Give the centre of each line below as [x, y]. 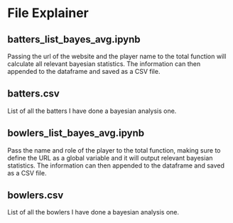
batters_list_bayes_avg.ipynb [74, 39]
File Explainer [48, 13]
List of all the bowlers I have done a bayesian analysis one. [93, 212]
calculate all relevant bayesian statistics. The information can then [104, 64]
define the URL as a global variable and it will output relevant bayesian [110, 158]
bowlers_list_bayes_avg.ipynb [76, 133]
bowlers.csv [36, 196]
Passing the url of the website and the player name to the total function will [117, 56]
